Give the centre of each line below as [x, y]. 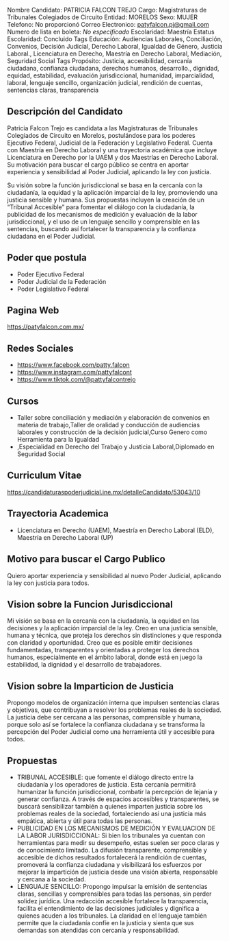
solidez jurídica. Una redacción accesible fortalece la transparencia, [112, 901]
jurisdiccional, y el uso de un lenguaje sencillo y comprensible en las [104, 222]
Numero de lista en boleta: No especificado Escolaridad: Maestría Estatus [111, 32]
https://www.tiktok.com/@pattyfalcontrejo [76, 379]
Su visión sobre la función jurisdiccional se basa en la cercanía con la [105, 185]
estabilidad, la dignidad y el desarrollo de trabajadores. [84, 665]
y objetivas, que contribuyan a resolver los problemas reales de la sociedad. [114, 710]
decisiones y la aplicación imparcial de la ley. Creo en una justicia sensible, [112, 628]
